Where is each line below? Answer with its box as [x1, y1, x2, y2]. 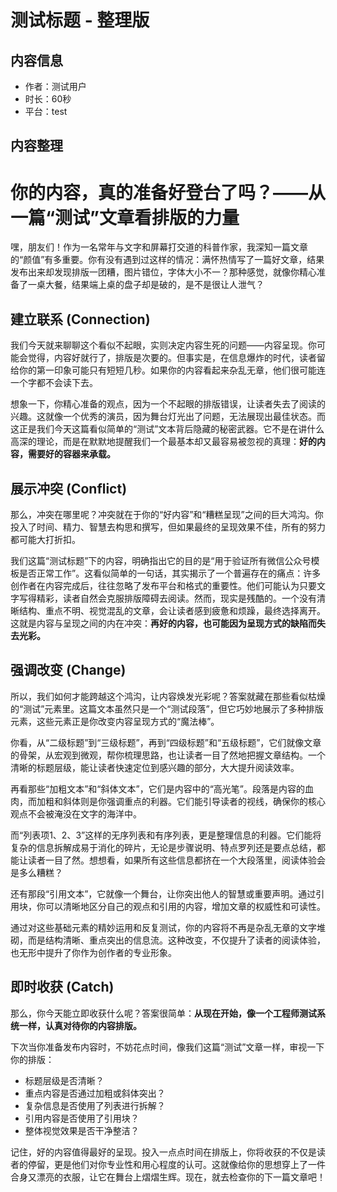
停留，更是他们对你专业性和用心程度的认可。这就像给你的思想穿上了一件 [27, 1158, 326, 1170]
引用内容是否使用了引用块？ [24, 1112, 140, 1124]
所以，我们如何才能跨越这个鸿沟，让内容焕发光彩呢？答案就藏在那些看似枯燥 [10, 690, 326, 702]
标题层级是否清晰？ [24, 1074, 105, 1086]
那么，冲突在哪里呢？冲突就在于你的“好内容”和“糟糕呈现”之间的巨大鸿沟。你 [10, 508, 324, 520]
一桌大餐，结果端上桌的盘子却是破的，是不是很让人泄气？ [27, 279, 265, 291]
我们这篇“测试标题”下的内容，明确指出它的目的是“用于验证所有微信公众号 [10, 554, 312, 566]
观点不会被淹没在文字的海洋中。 [10, 807, 142, 820]
